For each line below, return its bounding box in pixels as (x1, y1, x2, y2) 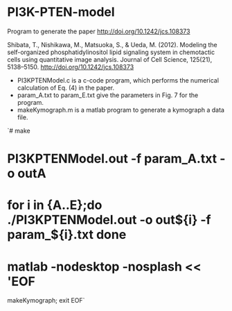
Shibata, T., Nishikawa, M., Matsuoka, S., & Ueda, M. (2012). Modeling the (7, 40, 217, 49)
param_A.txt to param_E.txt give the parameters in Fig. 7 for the (17, 91, 199, 99)
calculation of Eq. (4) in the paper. (17, 83, 115, 92)
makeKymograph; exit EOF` (7, 296, 85, 305)
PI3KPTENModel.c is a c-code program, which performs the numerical (17, 76, 220, 84)
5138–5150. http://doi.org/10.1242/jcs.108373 (7, 62, 134, 71)
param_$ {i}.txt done (7, 227, 127, 243)
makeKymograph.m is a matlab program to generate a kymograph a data (17, 106, 225, 114)
